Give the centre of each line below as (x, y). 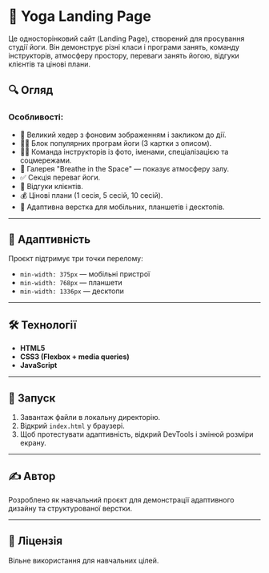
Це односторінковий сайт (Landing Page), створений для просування (126, 38)
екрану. (33, 443)
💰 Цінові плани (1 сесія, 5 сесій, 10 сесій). (91, 195)
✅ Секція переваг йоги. (60, 177)
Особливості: (36, 117)
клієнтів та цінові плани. (49, 64)
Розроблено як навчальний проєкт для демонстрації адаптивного (121, 499)
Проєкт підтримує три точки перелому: (76, 259)
